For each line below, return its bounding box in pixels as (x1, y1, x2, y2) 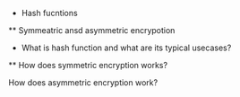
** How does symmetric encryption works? (8, 60, 167, 70)
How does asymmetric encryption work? (8, 77, 159, 88)
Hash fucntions (21, 8, 78, 18)
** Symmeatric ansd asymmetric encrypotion (8, 25, 176, 35)
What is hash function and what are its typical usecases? (21, 42, 232, 53)
